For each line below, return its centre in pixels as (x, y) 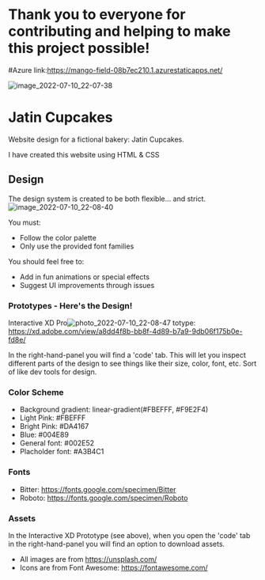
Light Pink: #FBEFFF (53, 418)
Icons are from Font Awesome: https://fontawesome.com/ (114, 567)
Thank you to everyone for (97, 15)
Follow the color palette (58, 237)
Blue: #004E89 (44, 435)
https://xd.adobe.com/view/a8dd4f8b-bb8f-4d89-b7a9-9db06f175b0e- (125, 331)
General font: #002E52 (57, 443)
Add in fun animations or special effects (85, 277)
